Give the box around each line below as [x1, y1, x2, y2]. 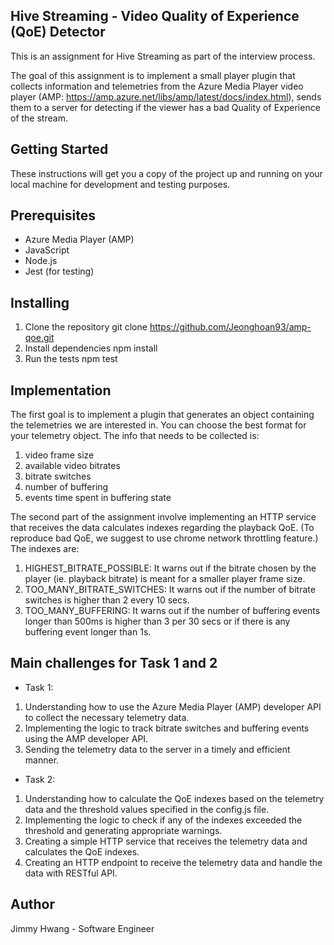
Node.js [24, 255, 58, 267]
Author [10, 896, 55, 913]
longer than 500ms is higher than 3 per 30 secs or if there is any [24, 615, 291, 628]
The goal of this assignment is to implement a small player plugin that [10, 69, 296, 81]
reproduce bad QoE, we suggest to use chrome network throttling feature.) [10, 532, 319, 544]
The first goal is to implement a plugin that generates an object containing [10, 409, 315, 421]
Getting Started [10, 141, 109, 158]
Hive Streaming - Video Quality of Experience [10, 8, 300, 25]
